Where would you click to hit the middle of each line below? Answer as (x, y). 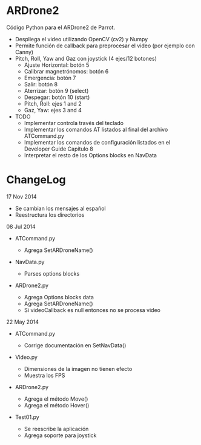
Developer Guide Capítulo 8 (59, 149)
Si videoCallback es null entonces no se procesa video (92, 310)
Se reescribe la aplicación (56, 429)
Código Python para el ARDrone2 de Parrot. (61, 27)
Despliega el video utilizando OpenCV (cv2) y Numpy (81, 39)
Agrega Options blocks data (59, 297)
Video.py (26, 357)
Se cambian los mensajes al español (60, 208)
